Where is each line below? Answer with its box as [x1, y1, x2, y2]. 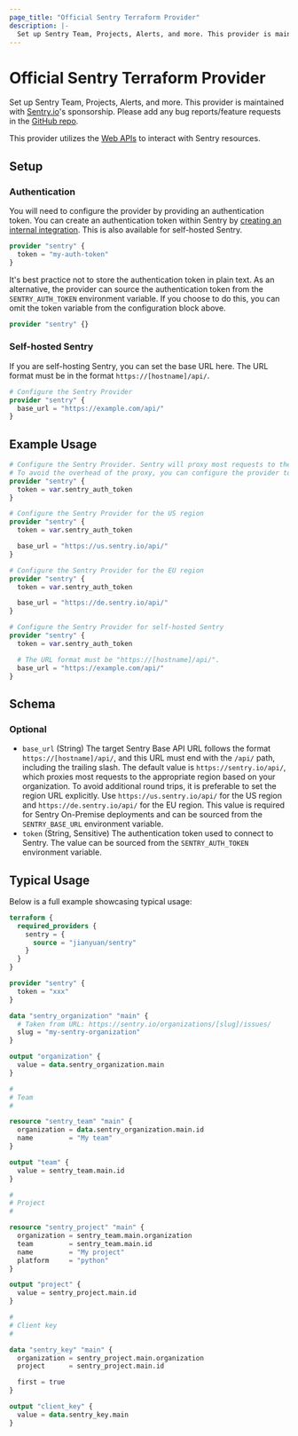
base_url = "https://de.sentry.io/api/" [17, 598, 169, 608]
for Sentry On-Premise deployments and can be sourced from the [21, 809, 263, 820]
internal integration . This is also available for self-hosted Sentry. [9, 225, 243, 235]
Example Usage [9, 437, 98, 452]
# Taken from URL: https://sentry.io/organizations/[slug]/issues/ [17, 1020, 272, 1029]
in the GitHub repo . [9, 116, 79, 127]
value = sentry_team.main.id [17, 1166, 125, 1175]
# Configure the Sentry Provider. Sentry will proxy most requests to [9, 461, 276, 469]
